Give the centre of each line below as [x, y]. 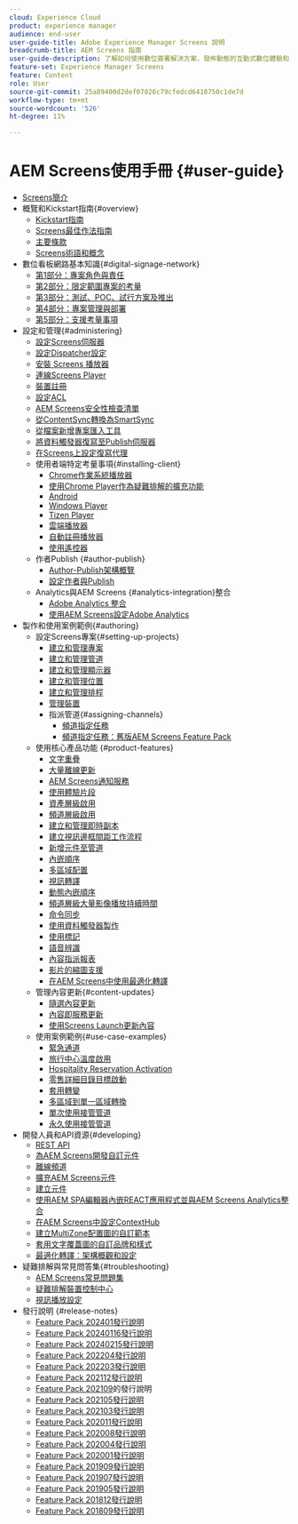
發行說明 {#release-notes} [70, 1311]
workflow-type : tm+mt [49, 100]
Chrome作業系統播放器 [90, 475]
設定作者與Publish [82, 581]
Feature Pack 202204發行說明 [90, 1355]
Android [63, 496]
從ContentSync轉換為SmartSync [95, 419]
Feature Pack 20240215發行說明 [94, 1344]
